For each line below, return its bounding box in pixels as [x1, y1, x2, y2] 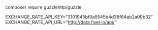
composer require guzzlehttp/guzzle [5, 4, 82, 10]
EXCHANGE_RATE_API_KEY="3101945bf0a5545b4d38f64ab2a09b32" [5, 14, 153, 19]
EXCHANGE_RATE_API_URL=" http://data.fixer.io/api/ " [5, 19, 117, 25]
